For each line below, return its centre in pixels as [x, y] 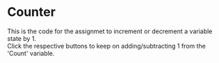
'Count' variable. [31, 53]
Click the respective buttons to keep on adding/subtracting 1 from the [107, 46]
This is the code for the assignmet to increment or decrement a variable [110, 31]
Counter [31, 12]
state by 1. [22, 38]
